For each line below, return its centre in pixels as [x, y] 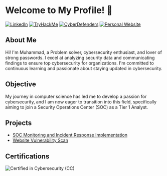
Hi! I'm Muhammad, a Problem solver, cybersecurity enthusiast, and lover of [83, 52]
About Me [21, 40]
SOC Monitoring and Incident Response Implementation [70, 135]
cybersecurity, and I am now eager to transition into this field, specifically [81, 102]
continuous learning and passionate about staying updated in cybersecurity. [84, 68]
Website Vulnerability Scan [40, 140]
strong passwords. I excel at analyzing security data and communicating [80, 57]
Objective [21, 84]
